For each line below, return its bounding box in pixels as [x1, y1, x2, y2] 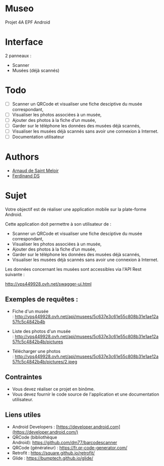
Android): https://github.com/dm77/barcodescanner [12, 439, 117, 445]
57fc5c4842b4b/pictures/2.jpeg [12, 358, 77, 364]
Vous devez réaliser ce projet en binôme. [12, 386, 95, 392]
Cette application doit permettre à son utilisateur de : [5, 221, 112, 227]
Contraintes [5, 373, 43, 381]
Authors [5, 151, 39, 163]
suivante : [5, 271, 25, 278]
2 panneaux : [5, 53, 32, 58]
